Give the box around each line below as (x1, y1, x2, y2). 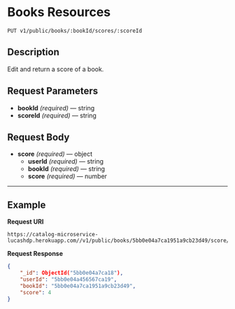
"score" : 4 (20, 289, 52, 296)
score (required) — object (17, 150, 93, 158)
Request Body (7, 131, 70, 143)
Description (7, 46, 59, 58)
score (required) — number (27, 172, 107, 180)
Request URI (7, 217, 44, 226)
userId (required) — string (27, 157, 104, 166)
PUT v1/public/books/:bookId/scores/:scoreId (7, 27, 142, 34)
